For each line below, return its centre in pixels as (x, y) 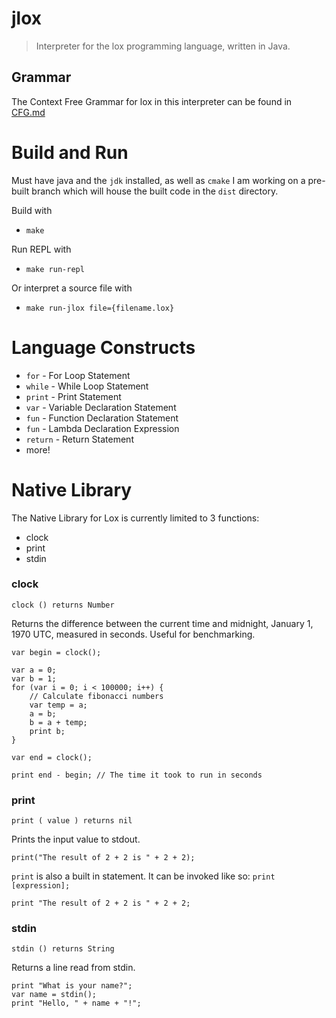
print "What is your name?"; (72, 986)
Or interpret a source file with (72, 288)
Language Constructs (103, 347)
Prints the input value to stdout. (76, 839)
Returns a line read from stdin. (73, 968)
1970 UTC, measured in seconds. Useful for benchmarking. (133, 634)
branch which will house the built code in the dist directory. (155, 191)
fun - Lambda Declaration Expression (102, 428)
